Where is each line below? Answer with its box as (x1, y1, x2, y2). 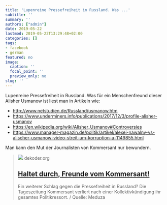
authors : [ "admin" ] (5, 21, 47, 27)
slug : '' (5, 78, 24, 83)
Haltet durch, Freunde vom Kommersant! (17, 170, 150, 179)
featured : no (5, 54, 33, 60)
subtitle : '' (5, 12, 33, 17)
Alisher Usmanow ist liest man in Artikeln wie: (5, 98, 101, 104)
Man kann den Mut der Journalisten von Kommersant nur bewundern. (5, 144, 151, 151)
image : (5, 60, 19, 65)
